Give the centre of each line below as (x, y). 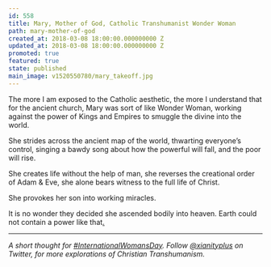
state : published (38, 69)
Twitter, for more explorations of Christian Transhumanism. (107, 254)
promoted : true (34, 53)
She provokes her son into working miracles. (82, 197)
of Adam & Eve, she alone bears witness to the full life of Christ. (114, 182)
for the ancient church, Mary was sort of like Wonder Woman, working (125, 108)
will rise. (22, 158)
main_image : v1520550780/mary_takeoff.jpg (81, 76)
